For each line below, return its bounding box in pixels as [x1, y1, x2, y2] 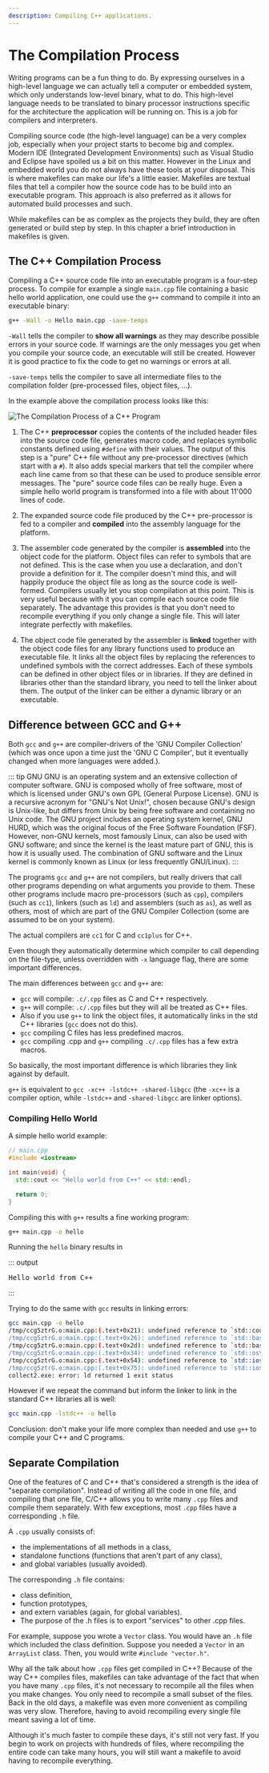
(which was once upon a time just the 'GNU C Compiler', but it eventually [8, 748, 249, 757]
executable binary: [8, 301, 70, 311]
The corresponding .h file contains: [8, 1574, 126, 1585]
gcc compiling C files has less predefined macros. [19, 1028, 184, 1037]
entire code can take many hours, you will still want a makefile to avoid [8, 1747, 242, 1757]
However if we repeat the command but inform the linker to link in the [8, 1386, 238, 1395]
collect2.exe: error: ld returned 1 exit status [8, 1371, 174, 1379]
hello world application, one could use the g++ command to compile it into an [8, 293, 261, 303]
